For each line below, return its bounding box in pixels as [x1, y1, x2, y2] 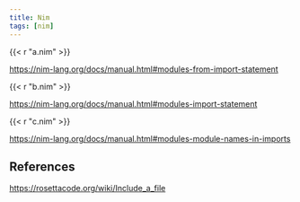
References [9, 159, 75, 174]
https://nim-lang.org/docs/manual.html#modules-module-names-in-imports [9, 133, 291, 144]
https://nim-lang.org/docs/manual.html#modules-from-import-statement [9, 64, 278, 75]
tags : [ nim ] [9, 22, 54, 31]
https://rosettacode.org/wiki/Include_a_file [9, 183, 166, 194]
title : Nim [9, 13, 50, 22]
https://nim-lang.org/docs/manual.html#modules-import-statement [9, 98, 258, 109]
